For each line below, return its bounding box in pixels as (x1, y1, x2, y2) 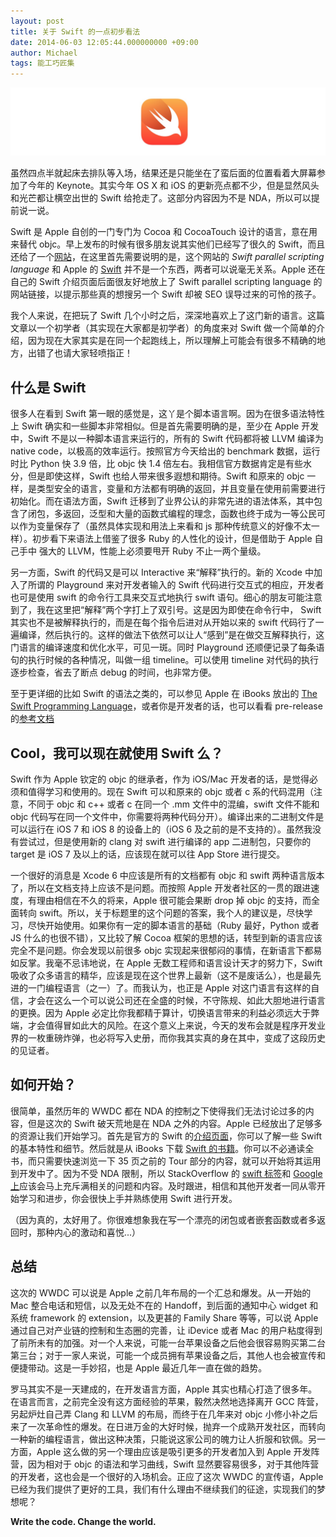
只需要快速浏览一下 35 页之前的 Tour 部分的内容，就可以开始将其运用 (36, 1155, 322, 1167)
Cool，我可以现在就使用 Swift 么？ (10, 745, 224, 762)
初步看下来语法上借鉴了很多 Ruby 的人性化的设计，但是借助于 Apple (31, 533, 313, 545)
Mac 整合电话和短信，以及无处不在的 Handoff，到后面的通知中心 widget (10, 1299, 308, 1311)
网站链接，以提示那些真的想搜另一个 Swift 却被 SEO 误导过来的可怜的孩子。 (10, 288, 322, 300)
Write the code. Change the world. (10, 1515, 157, 1527)
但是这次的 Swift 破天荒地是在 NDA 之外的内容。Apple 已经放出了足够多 (27, 1117, 323, 1129)
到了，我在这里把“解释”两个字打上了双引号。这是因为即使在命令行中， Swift (10, 604, 322, 616)
